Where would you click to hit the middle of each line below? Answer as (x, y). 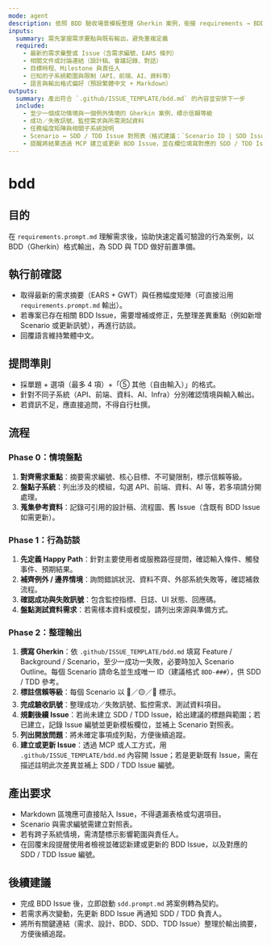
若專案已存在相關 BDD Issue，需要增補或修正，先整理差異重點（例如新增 (141, 315)
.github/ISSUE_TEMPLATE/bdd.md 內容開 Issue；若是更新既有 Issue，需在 (139, 755)
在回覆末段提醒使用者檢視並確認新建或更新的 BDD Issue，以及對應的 (134, 844)
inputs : (21, 31)
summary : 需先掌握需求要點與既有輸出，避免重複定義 (92, 38)
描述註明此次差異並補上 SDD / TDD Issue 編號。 (99, 765)
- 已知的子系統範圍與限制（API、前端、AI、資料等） (99, 76)
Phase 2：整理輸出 (45, 633)
